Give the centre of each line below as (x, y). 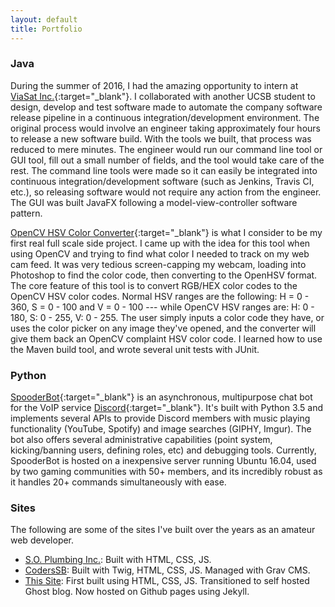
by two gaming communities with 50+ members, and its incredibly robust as (166, 472)
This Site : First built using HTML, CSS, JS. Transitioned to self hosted (167, 581)
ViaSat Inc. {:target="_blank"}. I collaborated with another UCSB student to (163, 96)
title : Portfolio (46, 29)
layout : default (44, 19)
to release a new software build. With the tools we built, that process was (161, 138)
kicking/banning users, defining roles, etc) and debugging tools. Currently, (163, 450)
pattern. (26, 213)
